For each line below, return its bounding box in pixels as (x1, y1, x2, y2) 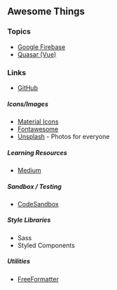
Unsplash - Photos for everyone (17, 132, 110, 140)
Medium (17, 166, 42, 174)
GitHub (17, 84, 39, 92)
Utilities (7, 257, 30, 265)
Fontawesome (17, 124, 59, 133)
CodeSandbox (17, 199, 60, 208)
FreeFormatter (17, 275, 60, 283)
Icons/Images (7, 100, 49, 108)
